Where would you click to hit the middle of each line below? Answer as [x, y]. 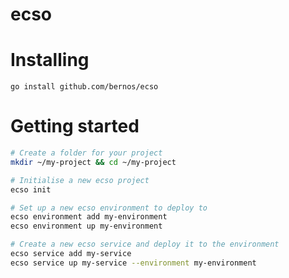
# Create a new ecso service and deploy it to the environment [145, 244]
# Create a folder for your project [86, 153]
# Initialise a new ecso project [80, 180]
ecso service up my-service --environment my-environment [133, 263]
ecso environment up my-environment [86, 226]
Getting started [75, 126]
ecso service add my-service [71, 254]
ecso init [31, 189]
